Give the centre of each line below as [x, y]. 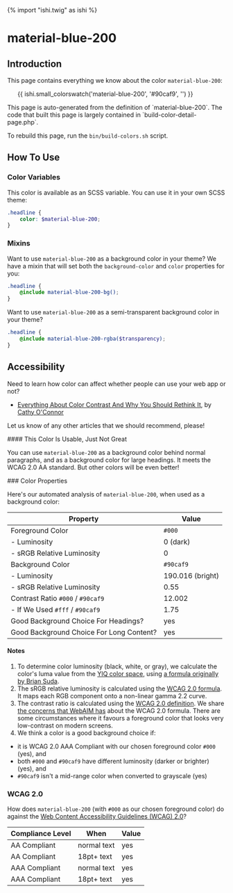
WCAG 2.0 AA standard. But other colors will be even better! [93, 467]
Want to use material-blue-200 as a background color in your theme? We [112, 258]
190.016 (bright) [191, 575]
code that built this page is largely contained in [74, 115]
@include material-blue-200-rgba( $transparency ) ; [93, 339]
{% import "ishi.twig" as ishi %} [52, 10]
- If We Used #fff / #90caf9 [55, 609]
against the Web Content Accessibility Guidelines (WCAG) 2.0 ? [97, 816]
